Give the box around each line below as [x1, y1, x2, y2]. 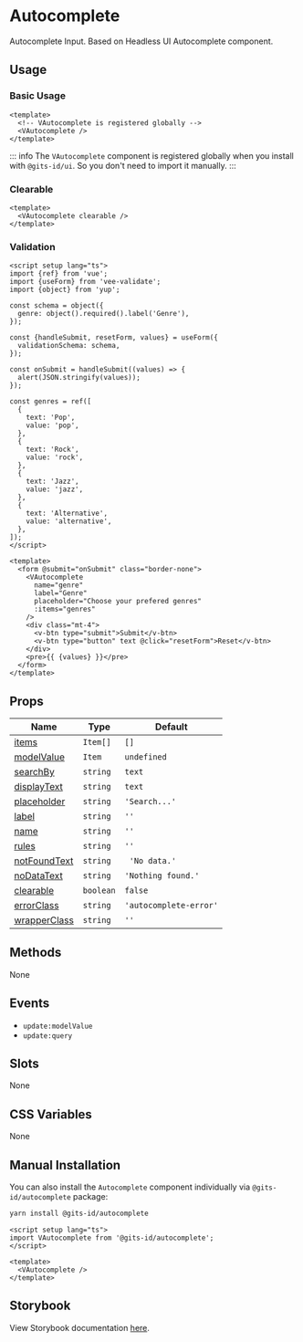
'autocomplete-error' [124, 900, 219, 911]
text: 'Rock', [26, 445, 79, 455]
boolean [82, 886, 116, 896]
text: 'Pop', [26, 413, 76, 423]
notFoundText [14, 854, 74, 867]
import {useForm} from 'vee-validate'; [9, 278, 162, 287]
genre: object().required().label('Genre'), [17, 309, 190, 319]
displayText [14, 781, 64, 793]
